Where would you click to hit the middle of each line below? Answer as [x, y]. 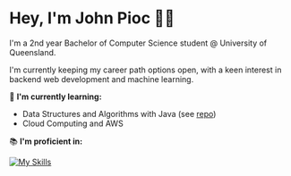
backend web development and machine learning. [102, 79]
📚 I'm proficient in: [46, 141]
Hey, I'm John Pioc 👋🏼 [92, 18]
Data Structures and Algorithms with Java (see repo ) [119, 113]
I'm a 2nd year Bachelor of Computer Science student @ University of [138, 43]
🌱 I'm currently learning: [56, 96]
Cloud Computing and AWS [73, 123]
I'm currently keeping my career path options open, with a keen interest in [145, 70]
